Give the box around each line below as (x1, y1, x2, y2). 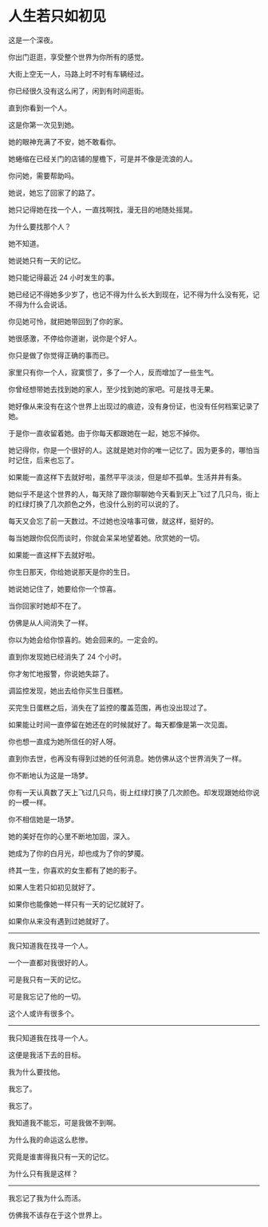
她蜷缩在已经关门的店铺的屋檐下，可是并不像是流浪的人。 (8, 153, 197, 164)
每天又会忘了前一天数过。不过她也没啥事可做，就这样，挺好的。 (8, 516, 218, 525)
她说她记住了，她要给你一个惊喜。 (8, 584, 120, 593)
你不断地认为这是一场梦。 (8, 770, 93, 780)
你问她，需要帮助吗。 (8, 171, 78, 180)
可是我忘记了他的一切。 (8, 991, 85, 1001)
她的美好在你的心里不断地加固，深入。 (8, 831, 134, 841)
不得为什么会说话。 (8, 299, 72, 309)
